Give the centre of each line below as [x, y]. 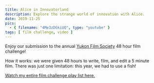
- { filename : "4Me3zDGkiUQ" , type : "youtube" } [60, 28]
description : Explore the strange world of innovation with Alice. [75, 14]
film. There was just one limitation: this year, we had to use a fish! [71, 66]
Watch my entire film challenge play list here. [50, 75]
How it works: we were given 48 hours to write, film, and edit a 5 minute [77, 61]
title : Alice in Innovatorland [37, 10]
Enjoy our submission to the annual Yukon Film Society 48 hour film [73, 46]
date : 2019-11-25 [23, 19]
